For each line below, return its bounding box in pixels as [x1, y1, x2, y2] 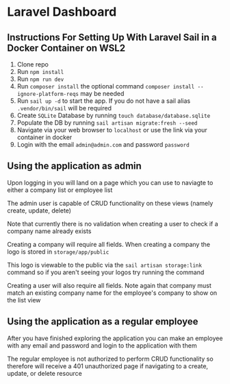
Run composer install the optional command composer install [16, 82, 195, 90]
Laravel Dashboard [7, 4, 117, 20]
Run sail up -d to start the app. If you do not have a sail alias [16, 97, 190, 105]
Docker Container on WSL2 [7, 42, 125, 53]
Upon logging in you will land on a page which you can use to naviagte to [7, 178, 214, 187]
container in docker [16, 133, 73, 141]
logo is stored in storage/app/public [7, 248, 110, 256]
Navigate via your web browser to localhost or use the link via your [16, 126, 207, 134]
